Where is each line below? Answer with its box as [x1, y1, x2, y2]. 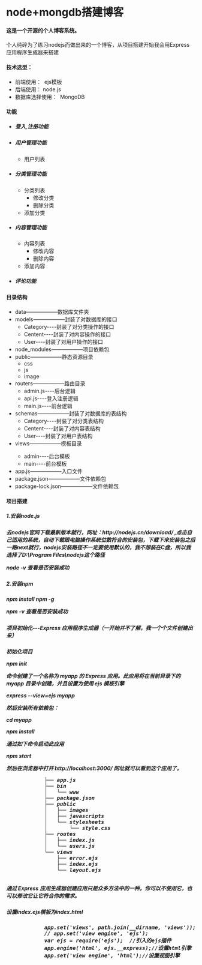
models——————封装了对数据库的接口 [14, 316, 117, 323]
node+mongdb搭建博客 [6, 5, 124, 19]
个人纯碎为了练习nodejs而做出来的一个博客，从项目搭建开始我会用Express [6, 41, 190, 49]
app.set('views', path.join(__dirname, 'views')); [44, 924, 196, 931]
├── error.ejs [56, 855, 98, 862]
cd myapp [6, 717, 32, 724]
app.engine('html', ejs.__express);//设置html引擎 [44, 945, 192, 951]
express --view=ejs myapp [6, 692, 75, 699]
